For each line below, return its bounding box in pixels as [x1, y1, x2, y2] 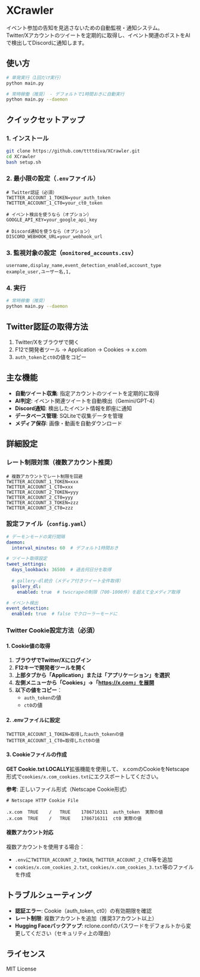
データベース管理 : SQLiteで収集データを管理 [14, 412, 124, 419]
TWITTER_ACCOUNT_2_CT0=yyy [6, 494, 73, 500]
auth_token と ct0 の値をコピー [14, 354, 87, 361]
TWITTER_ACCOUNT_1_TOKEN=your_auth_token [6, 195, 111, 201]
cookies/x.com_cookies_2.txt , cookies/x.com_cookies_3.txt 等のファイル [14, 863, 194, 870]
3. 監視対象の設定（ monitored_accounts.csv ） [6, 248, 137, 257]
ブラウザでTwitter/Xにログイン [14, 657, 91, 664]
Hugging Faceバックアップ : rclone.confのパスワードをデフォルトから [14, 922, 186, 929]
